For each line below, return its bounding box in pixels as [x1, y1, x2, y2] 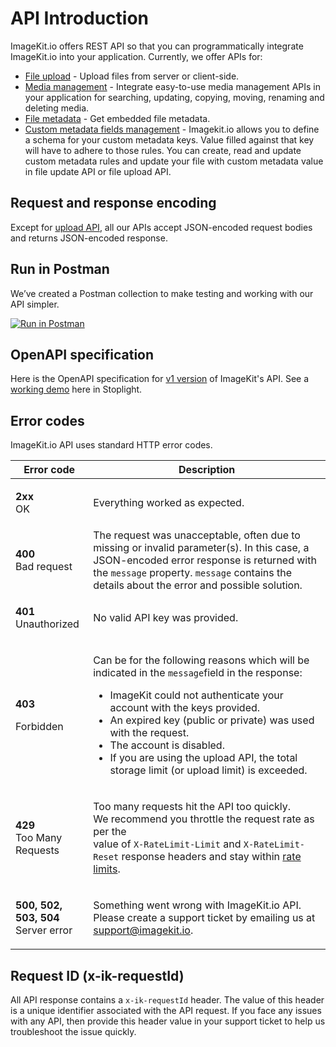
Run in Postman [10, 261, 110, 278]
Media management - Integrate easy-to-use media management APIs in [24, 80, 321, 92]
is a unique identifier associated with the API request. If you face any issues [10, 1005, 322, 1016]
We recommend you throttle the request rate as [93, 812, 315, 826]
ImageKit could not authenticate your [109, 688, 284, 702]
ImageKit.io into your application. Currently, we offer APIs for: [10, 50, 263, 62]
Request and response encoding [10, 195, 217, 212]
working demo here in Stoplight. [10, 383, 143, 396]
